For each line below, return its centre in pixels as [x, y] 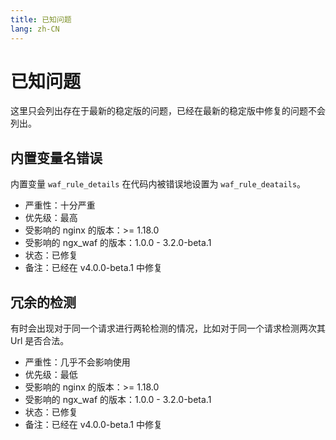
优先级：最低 [51, 375]
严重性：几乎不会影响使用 [77, 362]
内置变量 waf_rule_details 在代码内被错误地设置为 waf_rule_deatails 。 [158, 184]
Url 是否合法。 [40, 341]
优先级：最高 [51, 218]
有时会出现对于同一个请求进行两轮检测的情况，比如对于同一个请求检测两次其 [168, 328]
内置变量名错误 [56, 157]
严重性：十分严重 [60, 205]
